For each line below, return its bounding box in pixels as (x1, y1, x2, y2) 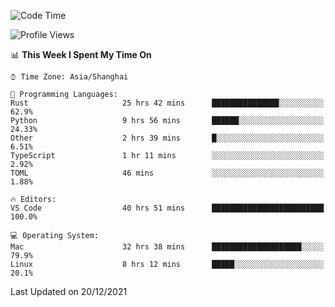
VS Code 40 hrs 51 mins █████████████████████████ (10, 203, 325, 213)
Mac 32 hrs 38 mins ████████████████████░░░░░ (10, 242, 325, 252)
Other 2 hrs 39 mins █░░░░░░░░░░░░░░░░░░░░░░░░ (10, 133, 325, 143)
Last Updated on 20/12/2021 (10, 286, 128, 297)
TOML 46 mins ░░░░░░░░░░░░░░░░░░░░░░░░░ (10, 168, 325, 178)
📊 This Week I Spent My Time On (10, 49, 152, 60)
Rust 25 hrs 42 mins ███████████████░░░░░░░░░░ (10, 98, 325, 108)
